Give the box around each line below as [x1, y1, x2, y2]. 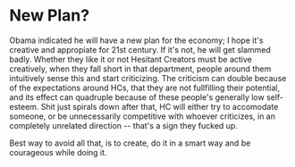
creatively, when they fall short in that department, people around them [9, 63, 272, 74]
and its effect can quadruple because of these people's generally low [9, 91, 265, 103]
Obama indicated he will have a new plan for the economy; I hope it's [9, 35, 264, 46]
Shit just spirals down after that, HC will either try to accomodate [40, 101, 279, 112]
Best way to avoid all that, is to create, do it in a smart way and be [9, 138, 251, 148]
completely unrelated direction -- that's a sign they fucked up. [9, 120, 239, 130]
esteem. [9, 101, 39, 112]
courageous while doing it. [9, 146, 107, 157]
